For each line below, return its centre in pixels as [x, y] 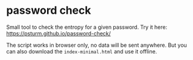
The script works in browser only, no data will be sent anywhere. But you [96, 45]
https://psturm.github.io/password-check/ [59, 33]
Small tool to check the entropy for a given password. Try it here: [87, 27]
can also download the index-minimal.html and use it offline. [82, 51]
